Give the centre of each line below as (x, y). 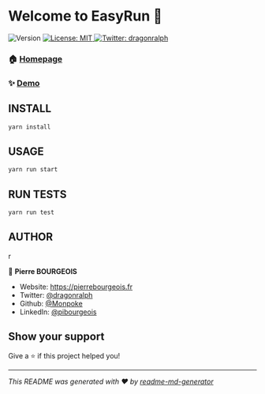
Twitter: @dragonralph (56, 295)
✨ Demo (24, 83)
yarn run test (32, 212)
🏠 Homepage (35, 58)
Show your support (56, 337)
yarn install (30, 127)
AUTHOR (31, 237)
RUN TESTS (37, 194)
